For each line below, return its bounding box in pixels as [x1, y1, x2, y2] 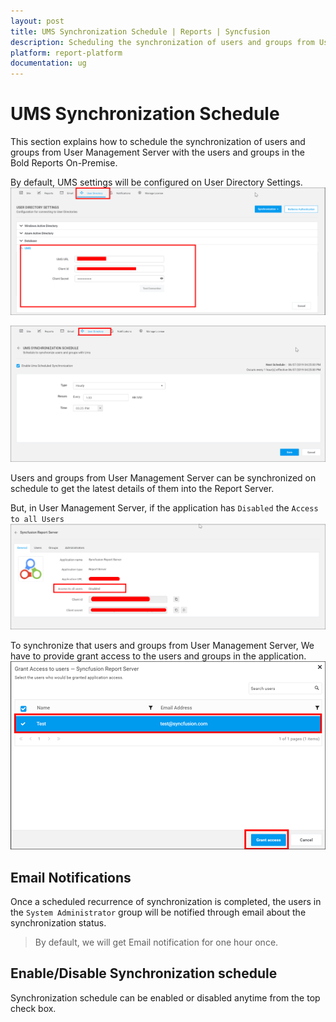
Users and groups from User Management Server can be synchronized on [10, 471, 317, 484]
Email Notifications [10, 869, 132, 886]
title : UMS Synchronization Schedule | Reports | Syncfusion [10, 26, 271, 37]
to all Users [10, 514, 65, 524]
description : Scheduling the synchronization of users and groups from [10, 37, 315, 47]
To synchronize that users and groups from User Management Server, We [10, 640, 315, 652]
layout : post [10, 16, 65, 26]
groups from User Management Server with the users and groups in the [10, 146, 305, 159]
